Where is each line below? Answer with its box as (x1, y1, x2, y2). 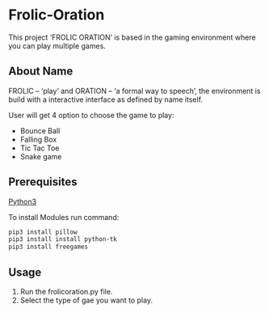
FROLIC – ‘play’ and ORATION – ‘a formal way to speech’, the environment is (8, 86, 261, 95)
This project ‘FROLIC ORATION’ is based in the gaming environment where (8, 32, 256, 42)
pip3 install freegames (8, 243, 89, 252)
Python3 (8, 197, 37, 206)
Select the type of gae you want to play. (19, 295, 153, 305)
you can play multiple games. (8, 40, 107, 50)
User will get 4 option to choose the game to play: (8, 110, 174, 120)
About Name (8, 65, 74, 78)
